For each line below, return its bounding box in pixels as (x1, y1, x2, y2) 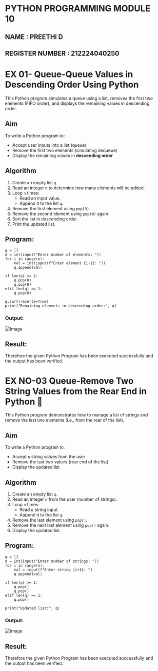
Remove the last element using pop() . (12, 517, 88, 523)
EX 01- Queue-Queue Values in (5, 69, 133, 80)
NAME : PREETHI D (5, 33, 63, 41)
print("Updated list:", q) (5, 606, 60, 611)
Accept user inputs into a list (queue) (12, 142, 87, 148)
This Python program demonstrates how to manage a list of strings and (5, 412, 148, 418)
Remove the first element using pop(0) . (12, 205, 91, 211)
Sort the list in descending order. (12, 216, 78, 222)
